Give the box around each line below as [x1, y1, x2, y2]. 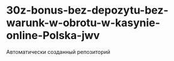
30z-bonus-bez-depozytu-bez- [6, 4, 169, 17]
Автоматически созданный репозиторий [6, 48, 111, 55]
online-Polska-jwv [6, 29, 100, 42]
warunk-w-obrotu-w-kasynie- [6, 16, 161, 30]
